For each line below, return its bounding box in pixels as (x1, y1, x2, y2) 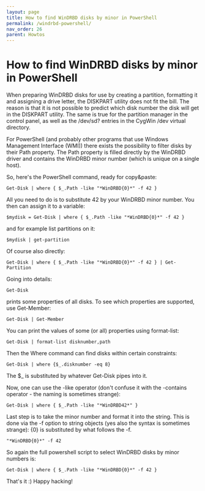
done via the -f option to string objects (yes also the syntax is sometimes (6, 419, 190, 427)
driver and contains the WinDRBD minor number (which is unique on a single (6, 155, 199, 163)
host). (6, 161, 21, 169)
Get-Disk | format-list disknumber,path (6, 339, 111, 345)
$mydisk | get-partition (6, 237, 70, 243)
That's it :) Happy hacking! (6, 478, 73, 485)
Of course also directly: (6, 248, 65, 255)
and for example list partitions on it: (6, 225, 95, 232)
